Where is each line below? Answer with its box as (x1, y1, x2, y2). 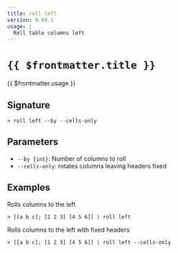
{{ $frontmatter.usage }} (7, 79, 76, 88)
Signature (7, 99, 50, 111)
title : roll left (7, 10, 57, 17)
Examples (7, 182, 50, 194)
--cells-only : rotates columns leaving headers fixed (17, 161, 167, 170)
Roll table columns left (13, 29, 85, 37)
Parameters (7, 136, 59, 148)
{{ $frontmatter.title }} (7, 59, 156, 72)
